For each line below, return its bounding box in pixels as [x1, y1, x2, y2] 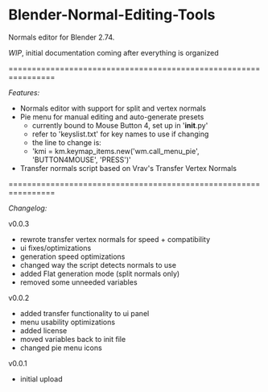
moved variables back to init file [19, 334, 126, 344]
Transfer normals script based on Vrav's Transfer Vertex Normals [19, 163, 237, 173]
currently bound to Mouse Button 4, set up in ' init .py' [31, 120, 208, 130]
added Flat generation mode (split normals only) [19, 269, 180, 278]
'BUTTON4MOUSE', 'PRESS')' [31, 155, 131, 165]
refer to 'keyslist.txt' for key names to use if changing [31, 129, 209, 139]
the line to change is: [31, 137, 102, 147]
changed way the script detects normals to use [19, 260, 177, 269]
